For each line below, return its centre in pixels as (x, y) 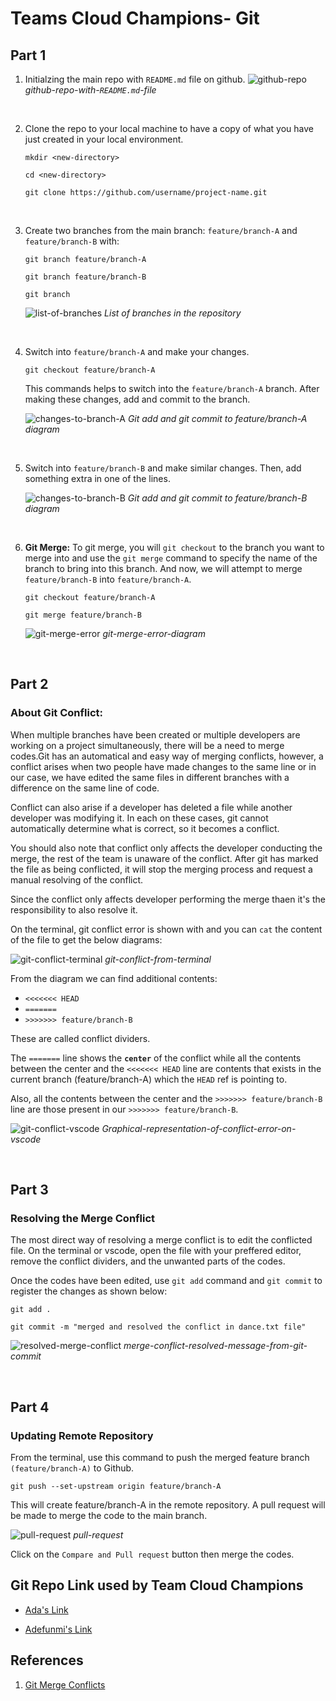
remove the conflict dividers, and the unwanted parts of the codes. (148, 1261)
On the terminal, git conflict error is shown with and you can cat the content (166, 929)
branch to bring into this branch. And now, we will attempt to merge (163, 568)
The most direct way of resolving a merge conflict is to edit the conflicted (161, 1240)
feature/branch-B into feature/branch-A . (108, 579)
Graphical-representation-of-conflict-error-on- (199, 1128)
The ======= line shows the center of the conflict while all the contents (156, 1058)
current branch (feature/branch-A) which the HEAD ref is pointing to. (149, 1079)
